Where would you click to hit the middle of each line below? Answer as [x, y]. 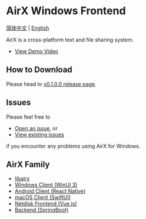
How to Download [39, 70]
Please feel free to [28, 117]
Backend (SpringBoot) [42, 210]
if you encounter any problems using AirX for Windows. [73, 146]
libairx [22, 179]
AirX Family [28, 164]
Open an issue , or [36, 128]
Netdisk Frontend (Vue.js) [46, 204]
